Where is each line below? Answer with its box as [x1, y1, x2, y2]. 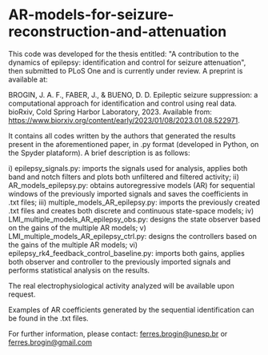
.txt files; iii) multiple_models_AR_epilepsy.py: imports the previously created [8, 197, 261, 207]
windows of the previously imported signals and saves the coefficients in [8, 189, 249, 198]
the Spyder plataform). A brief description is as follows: [8, 148, 190, 158]
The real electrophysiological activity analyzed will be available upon [8, 281, 234, 290]
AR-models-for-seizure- [8, 6, 174, 24]
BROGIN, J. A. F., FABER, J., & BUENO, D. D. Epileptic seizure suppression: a [8, 90, 258, 99]
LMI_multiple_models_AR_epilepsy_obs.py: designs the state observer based [8, 214, 261, 224]
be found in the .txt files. [8, 313, 90, 323]
